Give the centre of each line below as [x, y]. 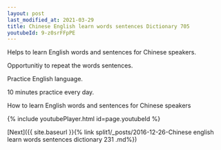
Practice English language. [45, 79]
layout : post [26, 13]
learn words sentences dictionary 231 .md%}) [72, 140]
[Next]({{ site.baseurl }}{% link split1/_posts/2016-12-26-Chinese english [110, 132]
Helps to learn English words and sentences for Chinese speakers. [102, 52]
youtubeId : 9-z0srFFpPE [41, 33]
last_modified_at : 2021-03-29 [51, 20]
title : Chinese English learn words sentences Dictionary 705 [98, 26]
